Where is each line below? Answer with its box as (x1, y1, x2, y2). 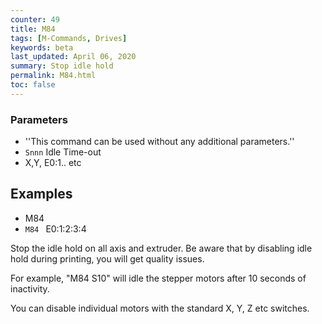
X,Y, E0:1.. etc (24, 157, 82, 169)
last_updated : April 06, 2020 (10, 52, 137, 62)
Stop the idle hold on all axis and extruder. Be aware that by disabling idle (10, 242, 313, 254)
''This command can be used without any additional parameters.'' (24, 136, 295, 148)
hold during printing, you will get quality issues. (10, 252, 205, 265)
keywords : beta (10, 42, 74, 53)
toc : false (10, 80, 56, 90)
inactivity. (10, 282, 50, 295)
